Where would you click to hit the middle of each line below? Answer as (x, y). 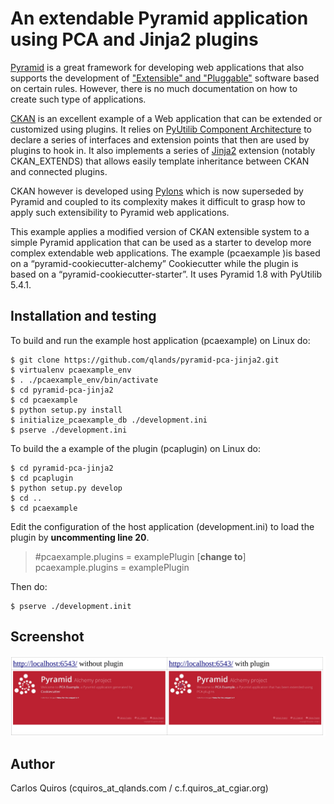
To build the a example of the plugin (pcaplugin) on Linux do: (135, 448)
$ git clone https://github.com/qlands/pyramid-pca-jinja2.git (145, 360)
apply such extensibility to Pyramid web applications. (120, 212)
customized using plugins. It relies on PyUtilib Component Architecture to (161, 129)
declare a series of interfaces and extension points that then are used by (160, 139)
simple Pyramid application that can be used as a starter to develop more (161, 242)
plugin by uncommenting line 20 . (80, 537)
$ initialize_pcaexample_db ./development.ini (109, 420)
